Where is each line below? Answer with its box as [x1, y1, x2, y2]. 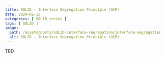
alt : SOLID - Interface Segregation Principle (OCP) [9, 35, 120, 40]
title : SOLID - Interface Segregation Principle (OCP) [5, 7, 120, 12]
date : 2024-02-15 [5, 12, 41, 17]
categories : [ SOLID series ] [5, 16, 67, 21]
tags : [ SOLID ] [5, 21, 38, 26]
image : [5, 26, 19, 30]
